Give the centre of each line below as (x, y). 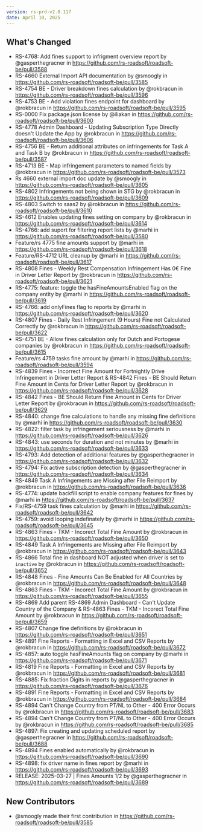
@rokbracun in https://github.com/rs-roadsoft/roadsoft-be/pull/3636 (100, 487)
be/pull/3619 (30, 301)
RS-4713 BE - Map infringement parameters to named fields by (93, 166)
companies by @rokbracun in (52, 346)
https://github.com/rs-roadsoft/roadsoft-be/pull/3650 (82, 538)
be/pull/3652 (31, 570)
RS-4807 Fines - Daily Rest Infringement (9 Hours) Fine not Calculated (103, 320)
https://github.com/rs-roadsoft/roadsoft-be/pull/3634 (82, 474)
